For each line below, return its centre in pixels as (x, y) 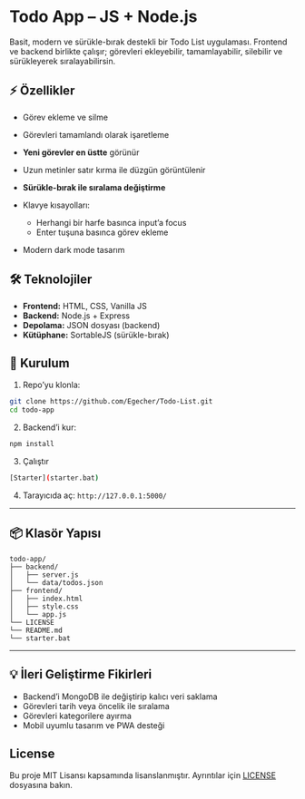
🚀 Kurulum (39, 363)
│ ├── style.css (44, 606)
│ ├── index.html (46, 599)
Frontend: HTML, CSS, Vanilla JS (85, 306)
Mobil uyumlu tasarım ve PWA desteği (93, 725)
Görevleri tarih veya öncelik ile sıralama (96, 706)
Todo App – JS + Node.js (103, 17)
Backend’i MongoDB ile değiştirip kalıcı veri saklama (120, 697)
